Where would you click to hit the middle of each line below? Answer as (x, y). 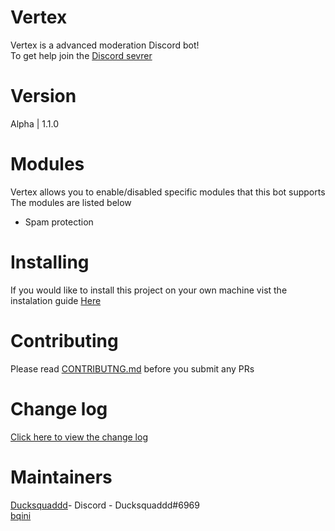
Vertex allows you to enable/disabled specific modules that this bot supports (168, 192)
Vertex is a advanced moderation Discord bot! (105, 45)
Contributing (64, 340)
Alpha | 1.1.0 (35, 123)
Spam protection (59, 222)
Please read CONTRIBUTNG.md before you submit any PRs (132, 368)
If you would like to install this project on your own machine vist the (149, 290)
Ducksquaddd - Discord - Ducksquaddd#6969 (105, 505)
